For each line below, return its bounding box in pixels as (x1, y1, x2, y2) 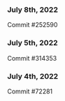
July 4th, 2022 (7, 71, 59, 81)
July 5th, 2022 (7, 38, 58, 48)
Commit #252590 (7, 21, 58, 29)
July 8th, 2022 (7, 5, 58, 15)
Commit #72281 (7, 87, 53, 95)
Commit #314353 (7, 54, 57, 62)
